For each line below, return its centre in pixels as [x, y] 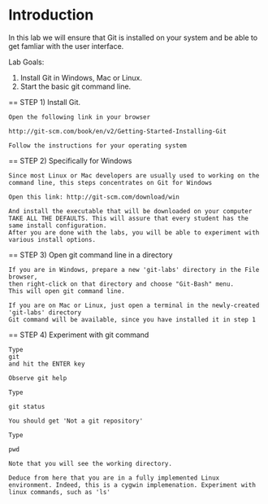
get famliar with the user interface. [66, 46]
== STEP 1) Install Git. [45, 102]
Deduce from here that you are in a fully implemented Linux [114, 478]
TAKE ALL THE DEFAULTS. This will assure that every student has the [129, 218]
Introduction [51, 15]
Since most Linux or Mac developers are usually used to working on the [134, 175]
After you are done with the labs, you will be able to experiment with [134, 232]
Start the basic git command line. [76, 86]
